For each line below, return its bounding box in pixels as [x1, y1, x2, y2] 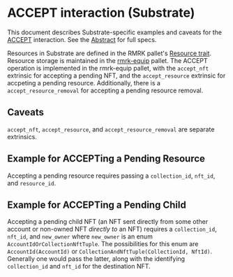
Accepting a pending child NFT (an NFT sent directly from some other [7, 218, 209, 226]
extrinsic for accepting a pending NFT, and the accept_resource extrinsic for [7, 71, 226, 80]
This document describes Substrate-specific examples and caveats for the [7, 28, 222, 36]
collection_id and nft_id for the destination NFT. [7, 262, 151, 271]
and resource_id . [7, 178, 57, 187]
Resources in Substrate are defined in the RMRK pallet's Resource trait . [7, 49, 211, 57]
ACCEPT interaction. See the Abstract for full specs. [7, 35, 157, 43]
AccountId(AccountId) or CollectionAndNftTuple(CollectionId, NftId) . [7, 247, 213, 256]
